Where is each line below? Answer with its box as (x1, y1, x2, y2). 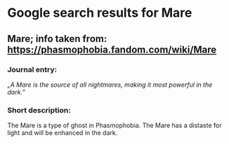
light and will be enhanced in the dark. (7, 129, 118, 137)
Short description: (7, 105, 72, 115)
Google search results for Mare (7, 5, 192, 21)
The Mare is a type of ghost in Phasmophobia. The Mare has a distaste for (7, 121, 222, 130)
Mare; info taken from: (7, 33, 107, 45)
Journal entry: (7, 64, 58, 74)
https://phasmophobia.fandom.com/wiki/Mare (7, 43, 217, 55)
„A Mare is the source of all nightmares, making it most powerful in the (7, 80, 213, 89)
